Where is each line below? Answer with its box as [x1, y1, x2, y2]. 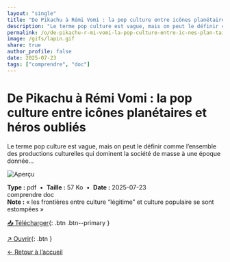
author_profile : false [7, 49, 72, 55]
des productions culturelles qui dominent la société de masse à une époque [7, 149, 221, 157]
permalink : [7, 29, 38, 36]
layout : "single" [7, 10, 57, 17]
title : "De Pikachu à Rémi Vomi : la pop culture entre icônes [7, 16, 192, 23]
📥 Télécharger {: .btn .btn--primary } [7, 218, 110, 226]
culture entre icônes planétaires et [7, 105, 207, 120]
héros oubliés [7, 119, 87, 135]
